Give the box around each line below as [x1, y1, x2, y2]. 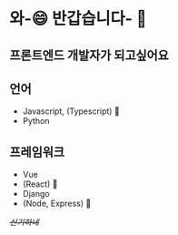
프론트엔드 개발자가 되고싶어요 [9, 47, 170, 63]
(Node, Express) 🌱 [22, 198, 92, 209]
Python [22, 116, 50, 127]
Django [22, 189, 50, 199]
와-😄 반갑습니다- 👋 [9, 8, 147, 29]
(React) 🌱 [22, 179, 58, 189]
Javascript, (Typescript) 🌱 [22, 106, 120, 117]
